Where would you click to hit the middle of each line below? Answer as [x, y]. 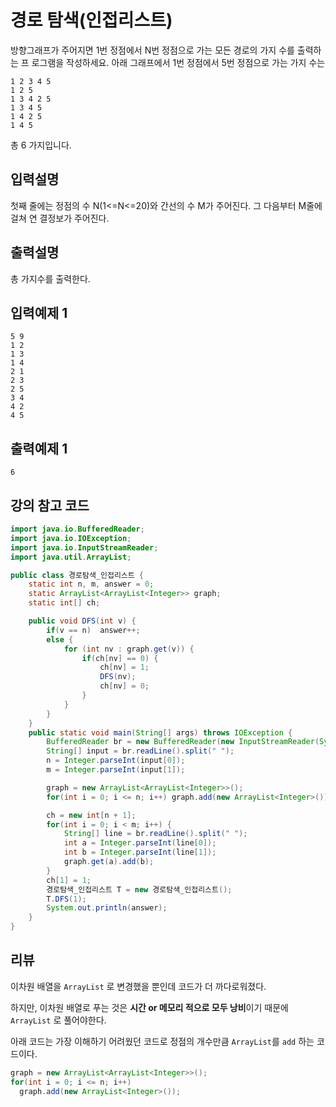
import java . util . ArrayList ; [71, 557]
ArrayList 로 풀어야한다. [58, 1020]
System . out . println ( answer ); [107, 908]
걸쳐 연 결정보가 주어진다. [60, 218]
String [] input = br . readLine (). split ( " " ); [140, 751]
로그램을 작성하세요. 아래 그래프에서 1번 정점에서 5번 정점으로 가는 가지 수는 [178, 62]
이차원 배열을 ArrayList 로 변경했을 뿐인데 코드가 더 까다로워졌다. [138, 986]
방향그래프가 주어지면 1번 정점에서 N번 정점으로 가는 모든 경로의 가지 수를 [152, 50]
